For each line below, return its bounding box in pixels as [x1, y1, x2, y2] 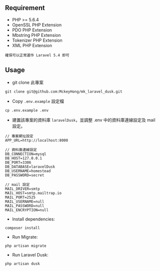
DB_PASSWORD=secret [5, 173, 45, 177]
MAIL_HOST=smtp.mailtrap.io [5, 191, 62, 195]
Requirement [5, 4, 45, 12]
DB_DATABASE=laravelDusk [5, 164, 55, 169]
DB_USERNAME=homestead [5, 168, 51, 174]
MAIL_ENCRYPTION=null [5, 207, 49, 212]
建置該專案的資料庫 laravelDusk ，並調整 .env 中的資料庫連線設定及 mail [12, 117, 156, 123]
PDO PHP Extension [12, 27, 52, 33]
